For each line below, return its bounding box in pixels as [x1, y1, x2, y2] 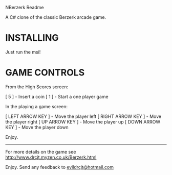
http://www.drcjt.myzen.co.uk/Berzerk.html [5, 154, 97, 160]
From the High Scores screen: [5, 84, 68, 90]
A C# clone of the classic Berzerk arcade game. [5, 14, 106, 20]
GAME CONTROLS [5, 67, 85, 79]
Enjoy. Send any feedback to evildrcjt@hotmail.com [5, 164, 114, 170]
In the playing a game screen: [5, 103, 68, 109]
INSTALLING [5, 32, 59, 44]
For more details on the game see [5, 148, 76, 155]
